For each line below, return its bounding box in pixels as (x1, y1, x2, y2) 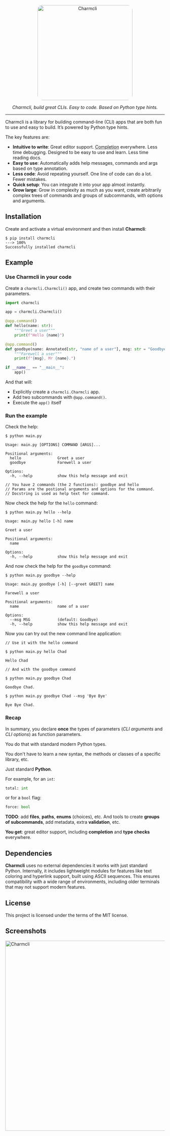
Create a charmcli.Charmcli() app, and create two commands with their (5, 285, 155, 291)
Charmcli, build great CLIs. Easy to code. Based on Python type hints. (12, 104, 158, 110)
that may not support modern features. (5, 884, 86, 890)
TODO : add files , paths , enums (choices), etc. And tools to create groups (5, 814, 160, 820)
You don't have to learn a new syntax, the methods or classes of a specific (5, 751, 161, 757)
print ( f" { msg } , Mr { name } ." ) (14, 356, 76, 361)
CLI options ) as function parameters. (5, 731, 82, 737)
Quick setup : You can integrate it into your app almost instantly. (12, 181, 146, 188)
